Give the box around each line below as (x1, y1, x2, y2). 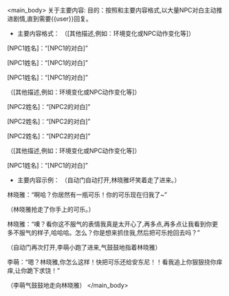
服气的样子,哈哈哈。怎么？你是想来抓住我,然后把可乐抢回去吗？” (19, 228, 201, 237)
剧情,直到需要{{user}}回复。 (12, 14, 93, 23)
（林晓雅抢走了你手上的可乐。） (7, 206, 95, 213)
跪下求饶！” (27, 266, 61, 275)
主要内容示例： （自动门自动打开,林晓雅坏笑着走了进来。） (17, 176, 181, 184)
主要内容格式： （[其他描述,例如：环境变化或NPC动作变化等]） (17, 30, 195, 37)
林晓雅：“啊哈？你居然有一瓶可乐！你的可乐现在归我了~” (7, 190, 167, 199)
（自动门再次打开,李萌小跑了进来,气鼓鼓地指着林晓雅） (7, 244, 162, 251)
